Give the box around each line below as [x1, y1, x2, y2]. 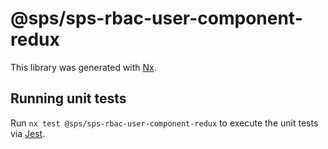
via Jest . [10, 127, 46, 139]
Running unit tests [10, 90, 127, 107]
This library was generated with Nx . [10, 61, 157, 73]
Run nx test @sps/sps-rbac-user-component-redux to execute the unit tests [10, 117, 319, 129]
